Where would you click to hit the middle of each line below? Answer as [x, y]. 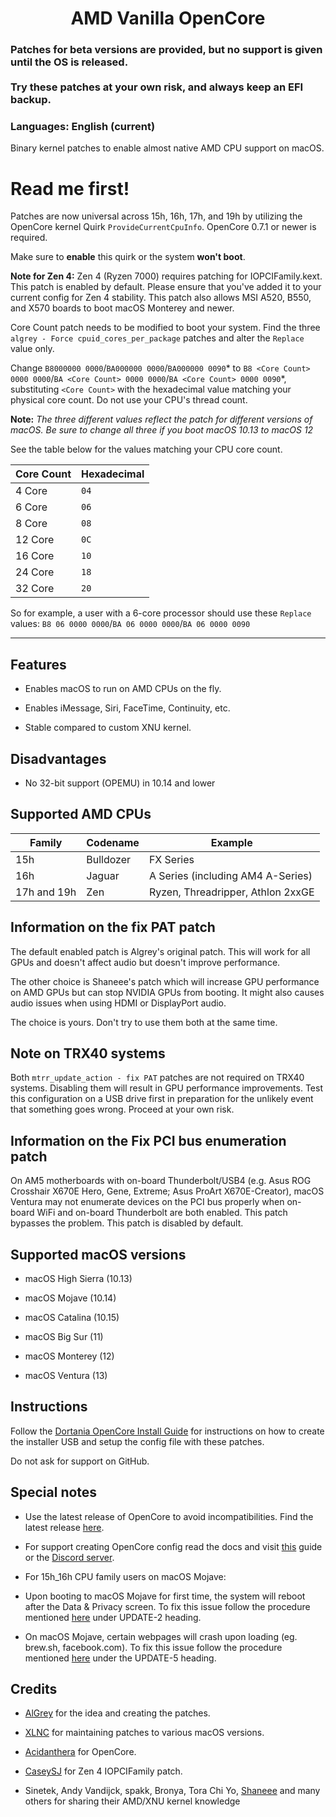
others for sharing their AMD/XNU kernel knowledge [132, 1801]
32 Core [35, 589]
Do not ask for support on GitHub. [80, 1461]
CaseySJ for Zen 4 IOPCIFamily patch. [103, 1771]
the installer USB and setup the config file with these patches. [137, 1441]
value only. [32, 349]
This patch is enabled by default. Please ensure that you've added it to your [166, 287]
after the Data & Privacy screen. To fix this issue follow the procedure [167, 1606]
